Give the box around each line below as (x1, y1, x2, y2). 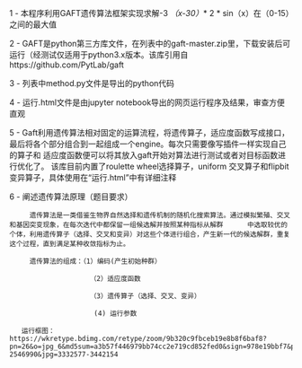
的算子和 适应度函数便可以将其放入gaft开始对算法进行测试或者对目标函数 (9, 150, 279, 160)
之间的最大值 (9, 19, 57, 30)
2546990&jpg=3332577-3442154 (9, 350, 119, 359)
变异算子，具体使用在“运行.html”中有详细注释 (9, 172, 177, 182)
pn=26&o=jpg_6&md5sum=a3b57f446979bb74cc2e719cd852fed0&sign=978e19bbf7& (9, 342, 292, 351)
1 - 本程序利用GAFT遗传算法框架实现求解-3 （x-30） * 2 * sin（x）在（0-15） (9, 8, 290, 18)
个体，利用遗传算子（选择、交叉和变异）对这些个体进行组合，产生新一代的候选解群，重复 (9, 230, 290, 239)
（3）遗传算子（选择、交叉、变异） (89, 292, 201, 301)
